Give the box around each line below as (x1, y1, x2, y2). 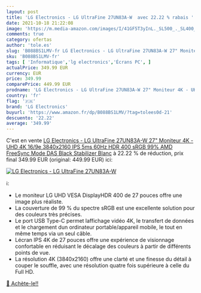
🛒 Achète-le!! (6, 280, 39, 287)
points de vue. (14, 249, 51, 256)
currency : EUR (6, 70, 42, 76)
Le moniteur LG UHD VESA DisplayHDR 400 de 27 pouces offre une (14, 192, 182, 199)
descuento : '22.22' (6, 115, 55, 121)
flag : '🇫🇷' (6, 98, 36, 104)
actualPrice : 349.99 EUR (6, 64, 68, 71)
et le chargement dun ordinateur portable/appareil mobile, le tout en (14, 223, 182, 231)
